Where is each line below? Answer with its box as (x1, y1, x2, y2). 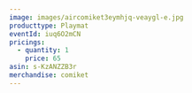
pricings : (9, 37, 46, 47)
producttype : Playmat (9, 21, 89, 30)
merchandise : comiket (9, 71, 89, 80)
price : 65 (25, 54, 62, 63)
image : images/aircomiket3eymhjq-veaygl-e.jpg (9, 12, 184, 22)
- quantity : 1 (17, 46, 69, 55)
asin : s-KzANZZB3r (9, 63, 77, 72)
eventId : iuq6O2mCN (9, 29, 81, 38)
